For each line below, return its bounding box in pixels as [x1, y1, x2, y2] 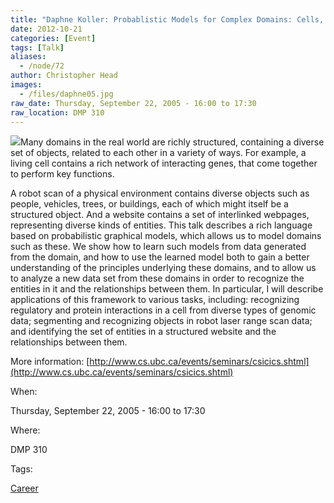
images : [10, 80, 43, 90]
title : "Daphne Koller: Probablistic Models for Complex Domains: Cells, [10, 14, 325, 25]
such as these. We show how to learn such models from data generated [10, 241, 307, 253]
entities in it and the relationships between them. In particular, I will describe [10, 283, 324, 295]
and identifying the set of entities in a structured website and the [10, 326, 277, 338]
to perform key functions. [10, 168, 115, 180]
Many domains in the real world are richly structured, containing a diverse [20, 136, 325, 148]
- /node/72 [19, 61, 65, 71]
